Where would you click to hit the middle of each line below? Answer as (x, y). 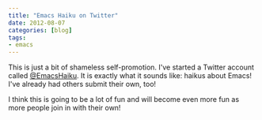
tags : (17, 37)
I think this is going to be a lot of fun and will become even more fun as (124, 99)
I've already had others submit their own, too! (82, 84)
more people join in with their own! (65, 108)
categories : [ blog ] (40, 30)
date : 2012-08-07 (37, 23)
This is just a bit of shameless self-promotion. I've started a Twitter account (131, 67)
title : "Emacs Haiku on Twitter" (63, 15)
